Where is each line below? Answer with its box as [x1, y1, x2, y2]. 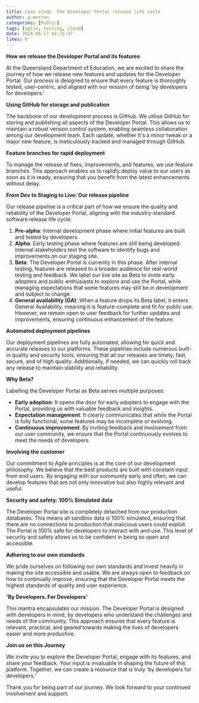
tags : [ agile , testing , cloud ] [6, 25, 84, 32]
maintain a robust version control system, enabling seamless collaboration [6, 126, 188, 132]
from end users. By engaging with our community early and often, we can [6, 473, 187, 479]
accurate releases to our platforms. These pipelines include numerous [6, 345, 178, 352]
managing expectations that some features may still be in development [14, 284, 188, 291]
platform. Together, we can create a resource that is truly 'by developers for [6, 666, 192, 673]
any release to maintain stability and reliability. [6, 364, 119, 371]
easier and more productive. [6, 630, 75, 637]
